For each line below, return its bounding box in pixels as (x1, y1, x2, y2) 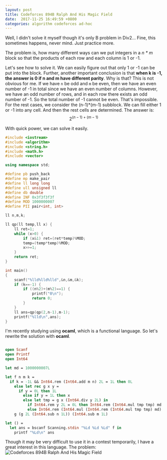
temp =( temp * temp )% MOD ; (23, 240, 70, 246)
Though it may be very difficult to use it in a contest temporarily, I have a (5, 439, 154, 445)
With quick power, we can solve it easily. (5, 125, 89, 131)
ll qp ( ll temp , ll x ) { (5, 222, 52, 227)
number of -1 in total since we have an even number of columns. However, (5, 86, 158, 92)
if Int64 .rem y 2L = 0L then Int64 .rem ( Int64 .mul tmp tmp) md (27, 402, 162, 408)
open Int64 (5, 357, 28, 362)
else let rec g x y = (14, 384, 59, 389)
